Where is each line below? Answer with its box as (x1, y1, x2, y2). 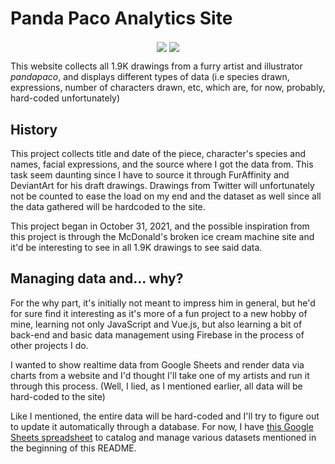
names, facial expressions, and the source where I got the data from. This (10, 158, 314, 170)
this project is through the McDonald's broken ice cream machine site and (10, 230, 315, 242)
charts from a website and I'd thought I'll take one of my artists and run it (10, 369, 310, 381)
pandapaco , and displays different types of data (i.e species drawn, (10, 71, 290, 83)
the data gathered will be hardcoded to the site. (10, 200, 206, 212)
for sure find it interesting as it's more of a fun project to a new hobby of (10, 307, 308, 319)
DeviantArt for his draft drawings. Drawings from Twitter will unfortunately (10, 179, 315, 191)
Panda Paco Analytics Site (10, 7, 233, 30)
